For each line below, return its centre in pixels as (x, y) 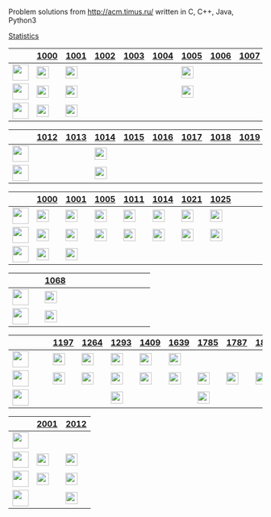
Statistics (24, 36)
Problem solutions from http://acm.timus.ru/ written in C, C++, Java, (121, 12)
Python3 (23, 20)
